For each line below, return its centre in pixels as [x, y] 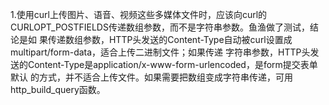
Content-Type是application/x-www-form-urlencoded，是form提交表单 [172, 64]
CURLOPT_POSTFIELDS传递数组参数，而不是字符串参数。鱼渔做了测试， [160, 27]
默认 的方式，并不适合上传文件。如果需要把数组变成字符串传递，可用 [151, 77]
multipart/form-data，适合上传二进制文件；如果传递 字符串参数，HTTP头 [160, 52]
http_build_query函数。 [58, 89]
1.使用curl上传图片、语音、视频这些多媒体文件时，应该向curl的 [139, 14]
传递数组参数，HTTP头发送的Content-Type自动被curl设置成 [170, 39]
